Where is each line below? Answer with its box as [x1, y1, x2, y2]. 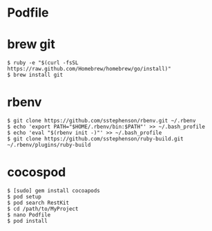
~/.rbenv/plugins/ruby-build [7, 142, 91, 149]
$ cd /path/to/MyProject [7, 205, 79, 212]
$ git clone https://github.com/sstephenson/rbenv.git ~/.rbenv [7, 118, 196, 124]
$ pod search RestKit [7, 199, 70, 206]
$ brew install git [7, 71, 64, 79]
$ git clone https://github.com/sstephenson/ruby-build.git [7, 136, 184, 142]
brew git [7, 37, 55, 53]
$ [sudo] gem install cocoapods [7, 187, 100, 194]
